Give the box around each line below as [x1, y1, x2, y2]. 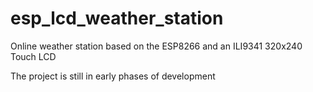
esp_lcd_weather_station [10, 7, 224, 30]
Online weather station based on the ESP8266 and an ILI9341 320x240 [10, 40, 303, 52]
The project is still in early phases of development [10, 70, 216, 82]
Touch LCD [10, 50, 57, 62]
